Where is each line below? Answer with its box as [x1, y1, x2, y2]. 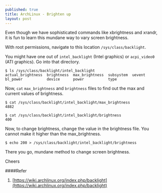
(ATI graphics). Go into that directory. [5, 59, 80, 65]
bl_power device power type [5, 77, 117, 82]
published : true [5, 7, 38, 12]
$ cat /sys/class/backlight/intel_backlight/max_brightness [5, 100, 131, 105]
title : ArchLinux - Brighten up [5, 12, 71, 17]
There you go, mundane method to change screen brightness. [5, 149, 131, 155]
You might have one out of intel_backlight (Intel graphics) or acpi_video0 [5, 54, 155, 60]
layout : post [5, 16, 32, 21]
